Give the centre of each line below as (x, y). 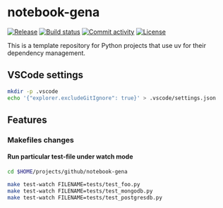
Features (27, 120)
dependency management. (47, 53)
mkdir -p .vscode (33, 91)
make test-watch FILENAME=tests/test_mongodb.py (80, 191)
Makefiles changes (41, 140)
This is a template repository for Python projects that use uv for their (107, 45)
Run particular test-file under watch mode (70, 157)
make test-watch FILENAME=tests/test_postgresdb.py (85, 197)
